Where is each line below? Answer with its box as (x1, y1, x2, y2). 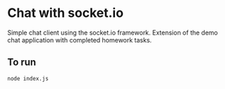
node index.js (7, 75, 49, 82)
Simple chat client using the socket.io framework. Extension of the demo (7, 28, 219, 37)
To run (7, 57, 37, 69)
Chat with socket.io (7, 5, 124, 21)
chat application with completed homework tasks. (7, 35, 152, 44)
